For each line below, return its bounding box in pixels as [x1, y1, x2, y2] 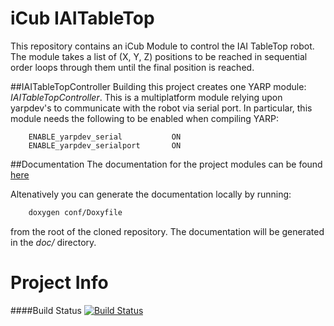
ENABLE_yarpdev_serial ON [28, 132, 182, 142]
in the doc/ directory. [10, 236, 97, 248]
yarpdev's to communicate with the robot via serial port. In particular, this [10, 102, 313, 114]
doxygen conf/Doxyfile [28, 207, 123, 217]
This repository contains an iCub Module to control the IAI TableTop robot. [10, 40, 315, 52]
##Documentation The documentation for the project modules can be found [10, 158, 323, 170]
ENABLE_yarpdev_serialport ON [28, 140, 182, 151]
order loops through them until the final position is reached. [10, 61, 255, 73]
